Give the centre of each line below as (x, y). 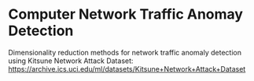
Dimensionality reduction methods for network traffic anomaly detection (125, 52)
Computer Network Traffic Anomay (126, 14)
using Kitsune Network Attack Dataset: (71, 61)
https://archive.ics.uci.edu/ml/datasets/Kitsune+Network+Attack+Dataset (127, 69)
